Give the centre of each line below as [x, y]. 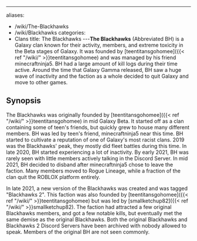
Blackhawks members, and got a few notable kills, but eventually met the [94, 213]
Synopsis [23, 101]
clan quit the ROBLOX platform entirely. [53, 177]
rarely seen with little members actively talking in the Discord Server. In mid [97, 158]
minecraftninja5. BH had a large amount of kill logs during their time [96, 64]
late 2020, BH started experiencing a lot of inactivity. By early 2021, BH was [97, 152]
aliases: [15, 15]
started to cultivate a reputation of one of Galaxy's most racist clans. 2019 [95, 140]
